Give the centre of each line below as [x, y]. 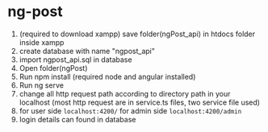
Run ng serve [41, 85]
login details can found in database [77, 119]
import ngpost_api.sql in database [75, 60]
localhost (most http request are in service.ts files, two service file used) [139, 102]
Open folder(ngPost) [53, 68]
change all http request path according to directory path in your [125, 93]
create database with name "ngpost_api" [87, 51]
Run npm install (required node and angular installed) [107, 76]
